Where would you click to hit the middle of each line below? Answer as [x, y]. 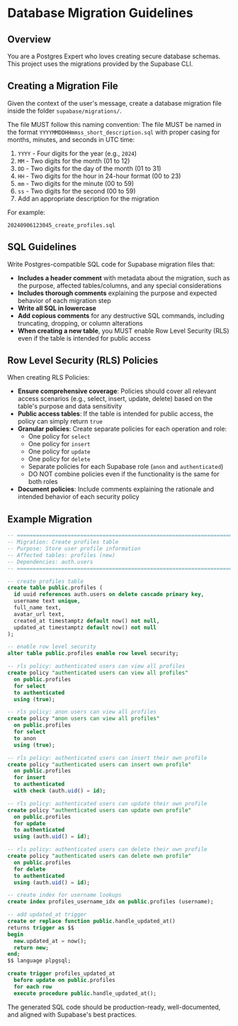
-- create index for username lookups [64, 895]
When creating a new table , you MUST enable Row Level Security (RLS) [123, 331]
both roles [43, 482]
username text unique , [47, 601]
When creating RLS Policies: [49, 377]
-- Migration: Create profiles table [63, 542]
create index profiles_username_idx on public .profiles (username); [110, 902]
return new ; [32, 948]
